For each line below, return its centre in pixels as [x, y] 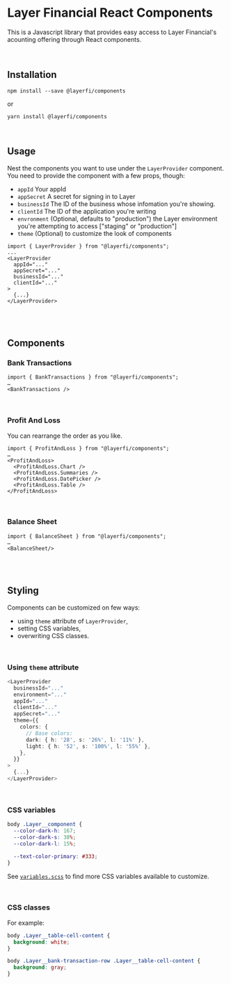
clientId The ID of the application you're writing [87, 211]
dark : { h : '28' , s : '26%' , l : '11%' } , [85, 740]
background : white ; [42, 942]
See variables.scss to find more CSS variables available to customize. [108, 876]
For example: [26, 923]
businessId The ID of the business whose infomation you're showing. [116, 204]
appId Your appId [42, 189]
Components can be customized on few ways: [74, 608]
